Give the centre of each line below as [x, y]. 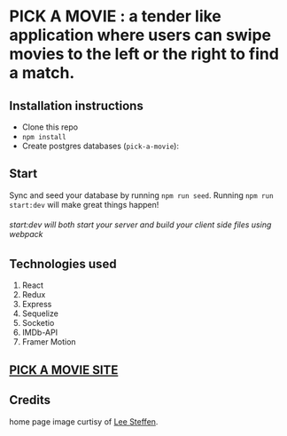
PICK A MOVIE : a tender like [115, 16]
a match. [42, 73]
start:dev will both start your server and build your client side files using [140, 225]
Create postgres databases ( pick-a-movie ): [101, 146]
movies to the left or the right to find [144, 54]
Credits [30, 400]
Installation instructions [76, 105]
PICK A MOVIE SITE [64, 370]
